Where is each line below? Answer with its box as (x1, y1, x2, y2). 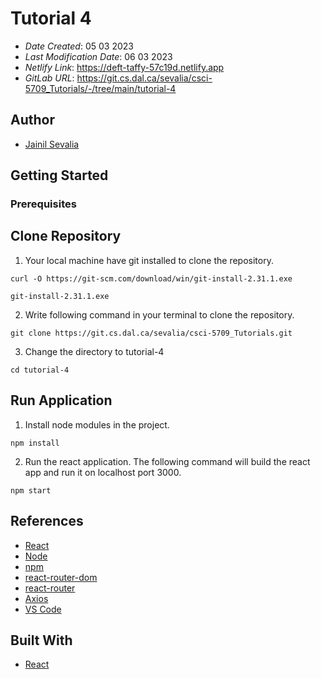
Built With (10, 632, 73, 649)
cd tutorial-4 (10, 365, 70, 375)
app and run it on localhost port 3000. (24, 466, 182, 478)
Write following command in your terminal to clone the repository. (24, 308, 295, 321)
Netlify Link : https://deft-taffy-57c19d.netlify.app (24, 61, 225, 73)
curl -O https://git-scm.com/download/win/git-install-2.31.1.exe (10, 273, 293, 284)
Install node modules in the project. (24, 418, 170, 431)
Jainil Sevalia (24, 138, 80, 150)
